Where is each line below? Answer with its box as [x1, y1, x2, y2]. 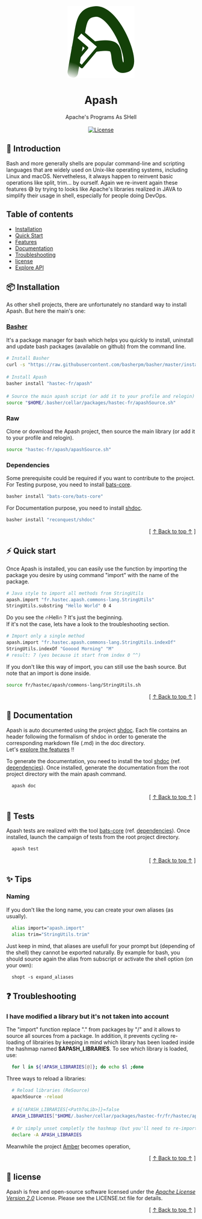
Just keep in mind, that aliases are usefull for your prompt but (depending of [6, 942, 195, 950]
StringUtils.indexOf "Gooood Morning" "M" [6, 646, 114, 652]
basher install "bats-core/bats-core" [6, 493, 103, 500]
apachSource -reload [11, 1093, 63, 1099]
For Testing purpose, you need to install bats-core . [6, 481, 132, 488]
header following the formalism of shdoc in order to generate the [6, 733, 167, 740]
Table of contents [6, 210, 73, 220]
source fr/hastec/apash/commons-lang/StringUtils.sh [6, 682, 141, 688]
